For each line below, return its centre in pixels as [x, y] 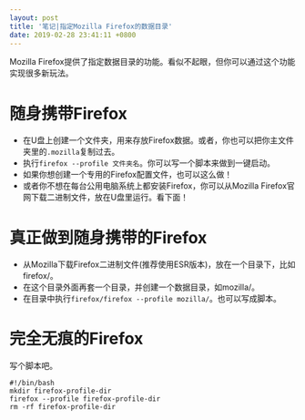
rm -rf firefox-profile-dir [63, 407]
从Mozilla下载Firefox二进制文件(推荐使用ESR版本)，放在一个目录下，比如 [159, 264]
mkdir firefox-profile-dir [61, 391]
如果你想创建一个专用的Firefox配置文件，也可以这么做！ [127, 175]
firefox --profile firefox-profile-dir [85, 399]
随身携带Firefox [68, 113]
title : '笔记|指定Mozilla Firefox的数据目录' [91, 26]
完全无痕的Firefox [76, 339]
